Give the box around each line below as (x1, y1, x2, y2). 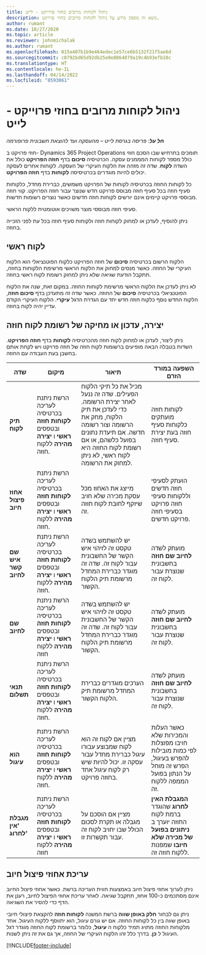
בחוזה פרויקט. (81, 773, 118, 781)
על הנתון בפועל (151, 769, 191, 778)
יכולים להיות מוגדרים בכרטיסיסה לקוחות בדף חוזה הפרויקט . (6, 169, 146, 176)
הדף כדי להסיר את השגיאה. (6, 898, 70, 905)
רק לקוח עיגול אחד (81, 765, 130, 773)
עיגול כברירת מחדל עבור (81, 750, 145, 758)
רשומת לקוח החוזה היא (81, 443, 142, 451)
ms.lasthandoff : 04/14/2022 (6, 72, 78, 78)
